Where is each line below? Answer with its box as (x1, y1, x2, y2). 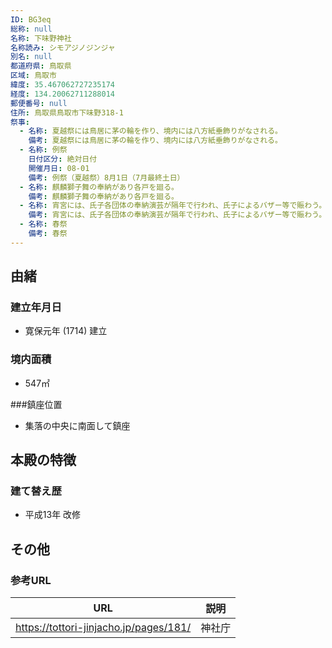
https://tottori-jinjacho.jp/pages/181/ (15, 621, 192, 635)
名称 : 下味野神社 (10, 33, 72, 43)
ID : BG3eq (10, 14, 52, 25)
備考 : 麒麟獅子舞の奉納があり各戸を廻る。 (28, 191, 179, 201)
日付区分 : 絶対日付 (28, 154, 98, 164)
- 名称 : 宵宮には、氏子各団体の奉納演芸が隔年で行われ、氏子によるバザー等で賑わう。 (19, 201, 327, 211)
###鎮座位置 (10, 398, 63, 410)
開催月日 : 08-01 (28, 163, 90, 173)
